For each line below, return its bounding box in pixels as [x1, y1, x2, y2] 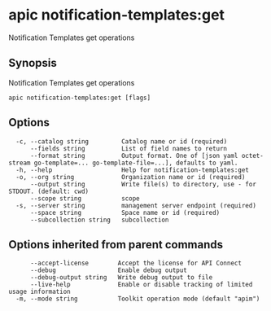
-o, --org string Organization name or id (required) [15, 173, 246, 181]
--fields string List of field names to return [29, 144, 228, 152]
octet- [241, 151, 264, 160]
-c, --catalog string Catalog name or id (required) [15, 137, 228, 146]
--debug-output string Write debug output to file [29, 274, 213, 282]
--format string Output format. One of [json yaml [29, 151, 238, 160]
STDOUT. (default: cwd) [8, 187, 90, 195]
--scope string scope [29, 194, 140, 203]
